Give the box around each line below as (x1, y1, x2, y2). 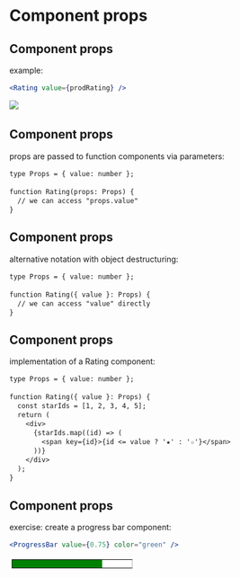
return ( (17, 411, 50, 420)
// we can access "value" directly (17, 298, 151, 308)
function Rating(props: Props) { (9, 187, 135, 196)
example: (9, 65, 43, 76)
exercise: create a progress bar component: (9, 522, 173, 533)
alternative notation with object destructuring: (9, 253, 179, 264)
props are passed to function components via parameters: (9, 150, 225, 162)
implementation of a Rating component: (9, 356, 156, 367)
